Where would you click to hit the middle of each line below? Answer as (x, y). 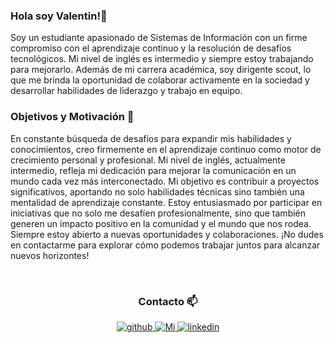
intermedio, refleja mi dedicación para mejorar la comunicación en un (153, 170)
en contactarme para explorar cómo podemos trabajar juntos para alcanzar (165, 245)
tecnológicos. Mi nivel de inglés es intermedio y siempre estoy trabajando (162, 59)
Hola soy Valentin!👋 (59, 16)
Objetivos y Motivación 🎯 (72, 117)
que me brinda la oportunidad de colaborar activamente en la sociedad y (160, 80)
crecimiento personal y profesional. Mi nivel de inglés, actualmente (148, 160)
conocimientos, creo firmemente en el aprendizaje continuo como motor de (166, 149)
